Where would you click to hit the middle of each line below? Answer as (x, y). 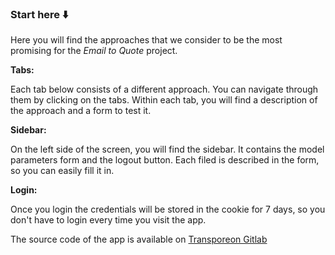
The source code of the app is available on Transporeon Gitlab (139, 239)
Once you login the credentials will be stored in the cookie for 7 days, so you (168, 209)
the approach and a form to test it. (81, 111)
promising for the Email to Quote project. (94, 51)
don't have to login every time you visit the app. (108, 220)
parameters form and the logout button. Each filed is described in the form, (165, 160)
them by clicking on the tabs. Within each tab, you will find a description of (164, 100)
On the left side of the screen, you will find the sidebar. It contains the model (167, 149)
